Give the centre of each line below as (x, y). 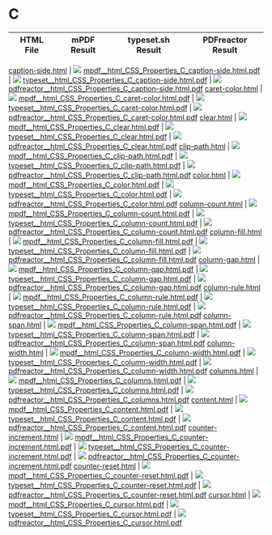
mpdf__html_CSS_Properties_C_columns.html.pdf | (102, 380)
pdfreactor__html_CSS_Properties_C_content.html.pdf (98, 427)
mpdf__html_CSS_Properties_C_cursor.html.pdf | (89, 504)
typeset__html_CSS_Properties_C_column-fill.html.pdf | (100, 251)
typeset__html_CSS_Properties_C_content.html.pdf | (94, 418)
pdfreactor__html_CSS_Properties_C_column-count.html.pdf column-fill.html (135, 231)
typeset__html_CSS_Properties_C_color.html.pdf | (90, 194)
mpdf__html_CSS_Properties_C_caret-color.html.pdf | (106, 98)
